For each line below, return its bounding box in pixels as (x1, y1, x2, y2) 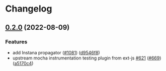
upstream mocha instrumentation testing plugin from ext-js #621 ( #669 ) (12, 55, 161, 61)
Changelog (5, 3, 52, 15)
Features (5, 38, 28, 45)
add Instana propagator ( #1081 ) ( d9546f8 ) (12, 49, 100, 55)
